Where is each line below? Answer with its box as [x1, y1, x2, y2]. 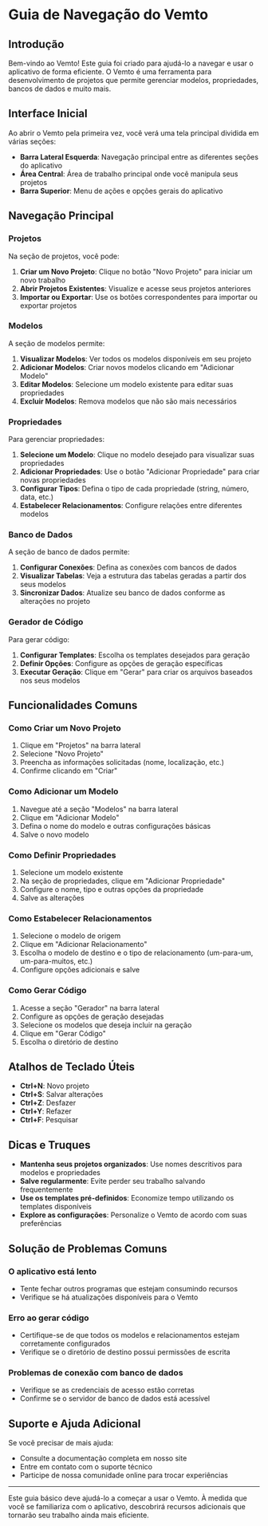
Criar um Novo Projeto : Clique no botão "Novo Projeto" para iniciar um [19, 266, 253, 276]
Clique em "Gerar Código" [19, 1028, 106, 1038]
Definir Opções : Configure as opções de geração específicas [19, 658, 223, 668]
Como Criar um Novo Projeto [8, 723, 121, 733]
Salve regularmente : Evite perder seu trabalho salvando [19, 1177, 206, 1186]
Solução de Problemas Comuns [8, 1242, 167, 1256]
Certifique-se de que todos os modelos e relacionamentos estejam [19, 1331, 240, 1340]
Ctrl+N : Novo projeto [19, 1081, 90, 1090]
